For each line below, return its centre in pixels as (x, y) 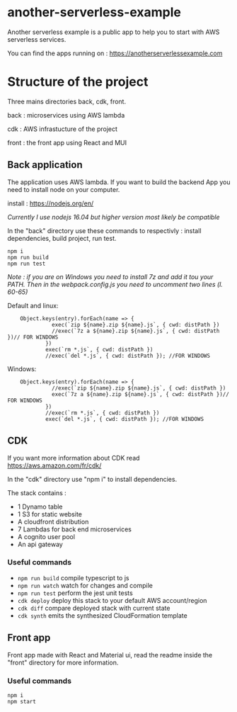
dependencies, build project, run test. (62, 238)
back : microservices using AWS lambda (66, 115)
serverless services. (37, 39)
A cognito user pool (46, 536)
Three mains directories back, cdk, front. (67, 101)
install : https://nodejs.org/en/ (51, 203)
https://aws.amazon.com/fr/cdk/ (54, 465)
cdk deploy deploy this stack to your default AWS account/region (112, 600)
